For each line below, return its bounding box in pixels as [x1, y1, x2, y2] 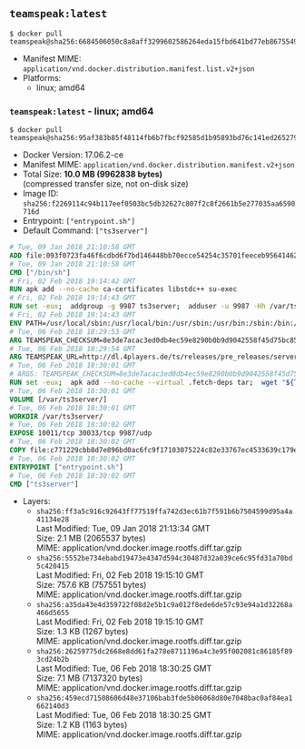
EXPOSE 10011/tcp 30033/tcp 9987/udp [9, 429, 152, 438]
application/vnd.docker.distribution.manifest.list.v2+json [22, 64, 255, 74]
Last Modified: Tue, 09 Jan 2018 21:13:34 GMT [35, 523, 211, 534]
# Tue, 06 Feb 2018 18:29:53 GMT [9, 327, 136, 336]
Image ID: [22, 188, 59, 199]
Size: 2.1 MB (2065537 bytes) [35, 532, 147, 544]
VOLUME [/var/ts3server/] [9, 395, 107, 404]
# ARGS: [9, 369, 39, 379]
